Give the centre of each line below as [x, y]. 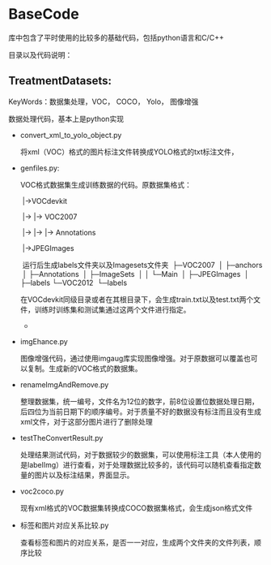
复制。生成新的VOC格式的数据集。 [85, 368]
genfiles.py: [40, 168]
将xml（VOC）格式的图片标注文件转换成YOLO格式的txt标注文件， [129, 152]
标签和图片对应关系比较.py [64, 525]
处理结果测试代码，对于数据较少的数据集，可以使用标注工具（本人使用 [137, 455]
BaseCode [44, 14]
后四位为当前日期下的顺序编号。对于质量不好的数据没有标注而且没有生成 [140, 412]
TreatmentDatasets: [60, 81]
